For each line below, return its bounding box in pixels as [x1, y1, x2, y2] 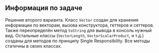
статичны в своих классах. [5, 43, 62, 49]
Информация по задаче [5, 4, 82, 12]
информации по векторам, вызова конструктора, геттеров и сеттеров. [5, 22, 155, 28]
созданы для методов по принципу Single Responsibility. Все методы [5, 38, 150, 44]
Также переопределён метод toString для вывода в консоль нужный [5, 27, 152, 33]
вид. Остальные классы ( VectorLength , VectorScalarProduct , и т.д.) [5, 32, 144, 38]
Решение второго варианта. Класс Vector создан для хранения [5, 17, 139, 23]
